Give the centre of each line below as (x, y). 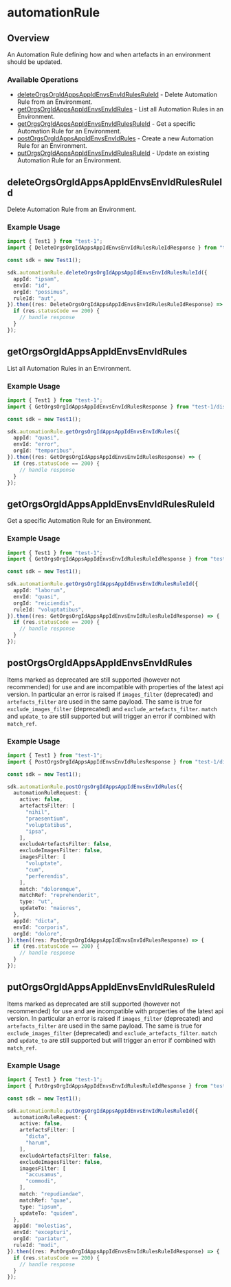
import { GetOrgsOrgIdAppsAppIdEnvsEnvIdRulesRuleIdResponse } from (107, 559)
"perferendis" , (47, 876)
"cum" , (35, 869)
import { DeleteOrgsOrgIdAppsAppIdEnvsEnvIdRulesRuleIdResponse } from (112, 248)
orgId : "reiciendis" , (44, 603)
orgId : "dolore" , (38, 933)
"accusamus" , (44, 1175)
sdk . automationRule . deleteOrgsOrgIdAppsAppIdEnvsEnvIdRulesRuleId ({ (107, 273)
